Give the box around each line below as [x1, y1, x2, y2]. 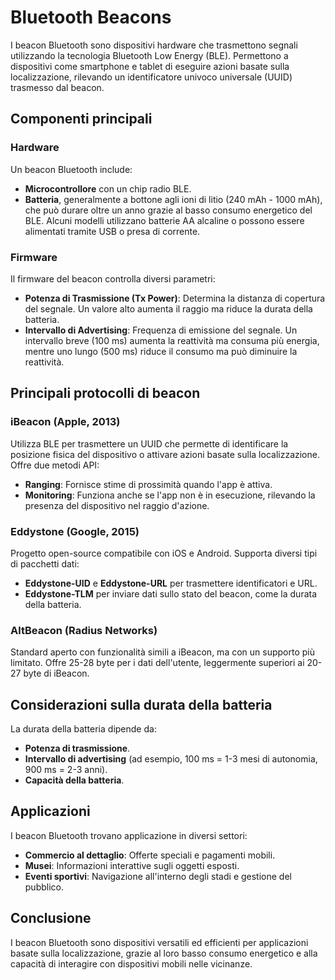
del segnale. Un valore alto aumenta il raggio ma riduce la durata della [24, 302, 313, 315]
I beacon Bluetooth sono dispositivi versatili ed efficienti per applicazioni [10, 936, 309, 948]
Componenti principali [10, 111, 153, 128]
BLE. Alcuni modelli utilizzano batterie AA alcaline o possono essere [24, 214, 305, 226]
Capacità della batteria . [24, 774, 125, 786]
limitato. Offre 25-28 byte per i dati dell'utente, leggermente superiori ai [10, 657, 305, 669]
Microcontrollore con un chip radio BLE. [24, 182, 192, 195]
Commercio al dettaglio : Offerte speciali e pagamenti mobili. [24, 849, 276, 861]
